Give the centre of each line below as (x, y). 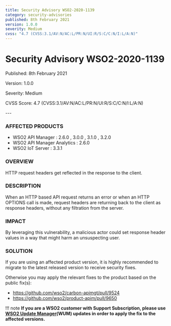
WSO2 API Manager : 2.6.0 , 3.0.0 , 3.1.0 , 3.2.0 (62, 137)
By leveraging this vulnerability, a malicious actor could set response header (86, 232)
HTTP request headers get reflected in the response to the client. (74, 172)
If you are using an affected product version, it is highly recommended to (82, 262)
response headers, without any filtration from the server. (65, 208)
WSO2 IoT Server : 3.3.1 (38, 148)
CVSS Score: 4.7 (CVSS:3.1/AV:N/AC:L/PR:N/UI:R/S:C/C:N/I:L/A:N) (75, 103)
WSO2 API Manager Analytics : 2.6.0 (51, 143)
